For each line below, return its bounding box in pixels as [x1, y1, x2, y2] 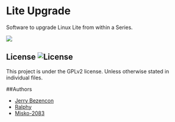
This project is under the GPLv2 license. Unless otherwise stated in [6, 68, 170, 75]
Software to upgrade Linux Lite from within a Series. [6, 24, 133, 31]
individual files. [6, 74, 43, 81]
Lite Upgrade [6, 4, 71, 18]
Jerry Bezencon [14, 97, 54, 104]
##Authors [6, 85, 33, 92]
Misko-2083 [14, 110, 45, 117]
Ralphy [14, 103, 32, 110]
